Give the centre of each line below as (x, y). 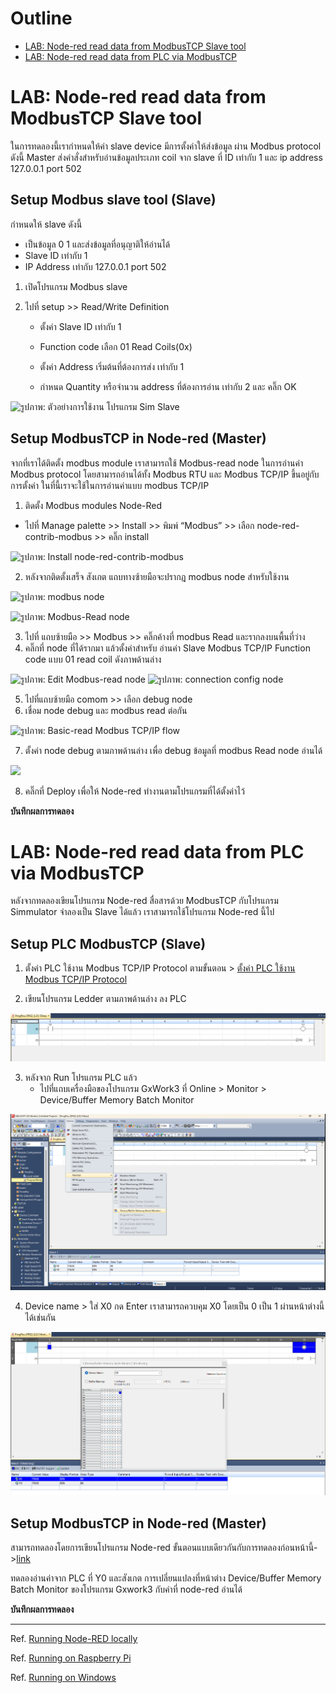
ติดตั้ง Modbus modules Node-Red (93, 505)
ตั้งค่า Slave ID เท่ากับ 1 (80, 326)
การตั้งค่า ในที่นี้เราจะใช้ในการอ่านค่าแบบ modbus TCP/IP (110, 485)
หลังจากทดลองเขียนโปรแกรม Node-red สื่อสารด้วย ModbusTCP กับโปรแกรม (144, 901)
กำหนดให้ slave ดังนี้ (46, 224)
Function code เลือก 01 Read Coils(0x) (116, 346)
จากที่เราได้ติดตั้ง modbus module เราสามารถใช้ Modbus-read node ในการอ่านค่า (157, 463)
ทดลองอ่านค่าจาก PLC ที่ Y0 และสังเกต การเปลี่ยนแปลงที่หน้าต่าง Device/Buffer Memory (166, 1578)
